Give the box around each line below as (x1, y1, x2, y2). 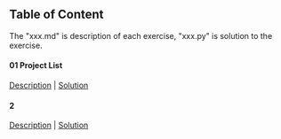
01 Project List (9, 60, 63, 71)
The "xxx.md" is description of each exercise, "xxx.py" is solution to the (9, 30, 273, 41)
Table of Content (9, 7, 104, 22)
